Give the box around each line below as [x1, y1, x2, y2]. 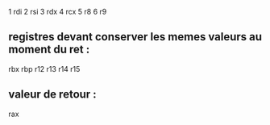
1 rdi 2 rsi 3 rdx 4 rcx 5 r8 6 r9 [8, 7, 107, 16]
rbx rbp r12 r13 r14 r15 [8, 64, 81, 73]
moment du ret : [8, 43, 90, 56]
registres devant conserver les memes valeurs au [8, 30, 263, 44]
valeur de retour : [8, 88, 97, 102]
